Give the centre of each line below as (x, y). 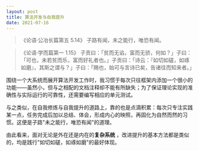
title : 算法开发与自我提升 (36, 17)
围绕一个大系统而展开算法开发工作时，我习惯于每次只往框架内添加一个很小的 (99, 80)
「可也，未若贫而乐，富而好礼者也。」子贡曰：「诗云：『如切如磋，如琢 (105, 60)
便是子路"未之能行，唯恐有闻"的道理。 (68, 123)
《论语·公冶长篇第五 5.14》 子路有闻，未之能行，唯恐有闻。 (92, 40)
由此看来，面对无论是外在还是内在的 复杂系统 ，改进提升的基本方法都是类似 (98, 135)
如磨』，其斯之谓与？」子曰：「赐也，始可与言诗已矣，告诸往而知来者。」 (107, 68)
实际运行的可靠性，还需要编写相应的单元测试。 (79, 95)
